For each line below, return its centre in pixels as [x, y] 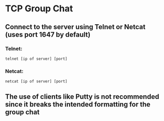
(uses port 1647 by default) [48, 34]
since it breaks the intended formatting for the [78, 104]
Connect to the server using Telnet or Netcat [75, 27]
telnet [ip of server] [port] [36, 59]
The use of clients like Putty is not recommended [82, 97]
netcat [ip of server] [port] [36, 81]
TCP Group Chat [39, 9]
